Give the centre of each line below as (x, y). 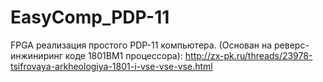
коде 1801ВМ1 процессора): (123, 55)
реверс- (292, 45)
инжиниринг (36, 55)
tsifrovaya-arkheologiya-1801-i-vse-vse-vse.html (111, 66)
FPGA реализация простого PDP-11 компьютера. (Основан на (141, 45)
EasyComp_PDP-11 (90, 17)
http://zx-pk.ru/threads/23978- (248, 55)
